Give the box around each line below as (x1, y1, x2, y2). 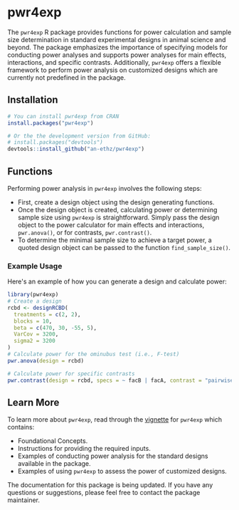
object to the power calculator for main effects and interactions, (17, 220, 205, 229)
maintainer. (7, 496, 41, 504)
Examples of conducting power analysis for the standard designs (17, 452, 208, 460)
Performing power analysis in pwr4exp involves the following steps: (7, 184, 202, 192)
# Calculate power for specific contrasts (7, 370, 135, 378)
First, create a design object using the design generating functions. (17, 197, 215, 207)
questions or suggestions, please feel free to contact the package (7, 489, 201, 497)
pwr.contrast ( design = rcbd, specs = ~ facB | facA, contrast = (7, 377, 202, 384)
